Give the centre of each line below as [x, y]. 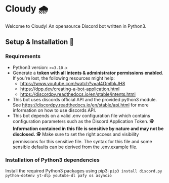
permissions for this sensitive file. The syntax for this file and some [82, 141]
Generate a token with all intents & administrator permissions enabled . [88, 73]
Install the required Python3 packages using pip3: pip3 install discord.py [84, 170]
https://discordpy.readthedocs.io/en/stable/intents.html [78, 94]
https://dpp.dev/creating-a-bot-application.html [70, 89]
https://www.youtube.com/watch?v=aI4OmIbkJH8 [73, 83]
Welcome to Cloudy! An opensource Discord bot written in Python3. [76, 26]
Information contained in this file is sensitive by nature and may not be [88, 129]
